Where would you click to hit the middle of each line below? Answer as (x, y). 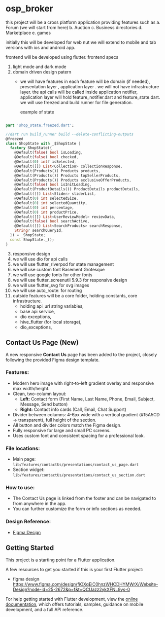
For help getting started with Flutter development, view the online (72, 599)
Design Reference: (28, 522)
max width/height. (31, 388)
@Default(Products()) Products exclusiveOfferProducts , (73, 180)
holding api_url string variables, (52, 306)
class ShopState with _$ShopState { (43, 144)
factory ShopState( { (31, 148)
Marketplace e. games (28, 33)
